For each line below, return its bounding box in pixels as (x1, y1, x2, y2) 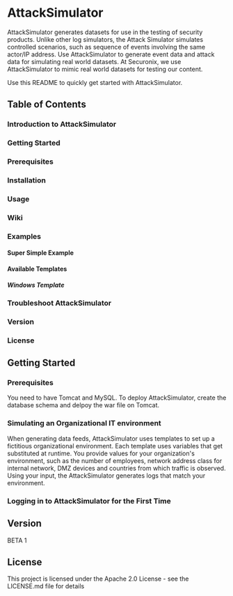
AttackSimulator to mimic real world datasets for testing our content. (7, 65, 203, 73)
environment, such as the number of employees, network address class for (7, 456, 223, 464)
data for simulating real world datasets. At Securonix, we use (7, 57, 182, 65)
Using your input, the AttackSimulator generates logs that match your (7, 471, 206, 480)
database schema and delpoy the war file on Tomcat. (7, 401, 160, 409)
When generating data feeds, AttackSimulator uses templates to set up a (7, 434, 216, 443)
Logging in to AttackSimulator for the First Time (7, 496, 172, 505)
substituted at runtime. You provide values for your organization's (7, 449, 195, 457)
